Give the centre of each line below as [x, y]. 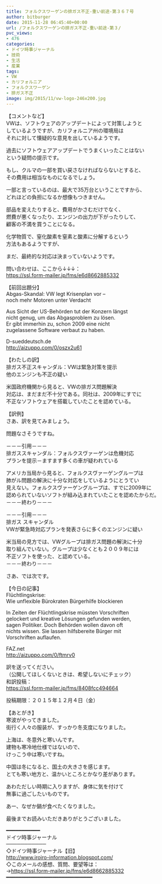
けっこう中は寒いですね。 [37, 754]
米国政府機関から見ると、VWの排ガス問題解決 [61, 386]
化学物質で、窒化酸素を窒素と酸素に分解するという [68, 236]
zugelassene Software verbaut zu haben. [56, 330]
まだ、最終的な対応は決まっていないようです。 [62, 256]
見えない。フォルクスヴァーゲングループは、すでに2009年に [79, 487]
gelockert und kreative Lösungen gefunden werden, [69, 619]
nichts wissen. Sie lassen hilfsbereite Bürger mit [64, 631]
